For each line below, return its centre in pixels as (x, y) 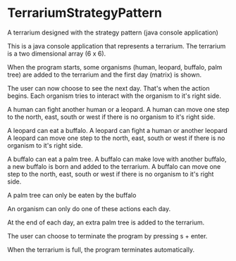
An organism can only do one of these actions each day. (89, 208)
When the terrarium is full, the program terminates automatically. (101, 249)
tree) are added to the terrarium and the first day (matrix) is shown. (105, 75)
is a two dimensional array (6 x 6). (57, 53)
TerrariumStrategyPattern (85, 13)
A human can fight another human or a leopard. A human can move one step (118, 109)
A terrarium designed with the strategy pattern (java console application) (113, 32)
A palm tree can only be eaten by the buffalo (72, 195)
